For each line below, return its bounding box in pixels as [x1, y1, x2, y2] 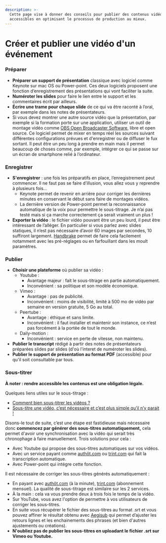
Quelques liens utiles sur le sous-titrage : [5, 390, 89, 396]
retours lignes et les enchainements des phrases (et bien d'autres [12, 517, 146, 523]
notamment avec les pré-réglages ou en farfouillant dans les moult [12, 238, 148, 244]
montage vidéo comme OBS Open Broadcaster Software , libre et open [12, 125, 156, 131]
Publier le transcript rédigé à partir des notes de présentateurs [12, 341, 141, 347]
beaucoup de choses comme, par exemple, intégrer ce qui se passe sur [12, 146, 159, 152]
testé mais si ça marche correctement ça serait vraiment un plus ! [19, 212, 153, 218]
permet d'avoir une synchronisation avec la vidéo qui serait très [5, 430, 135, 436]
